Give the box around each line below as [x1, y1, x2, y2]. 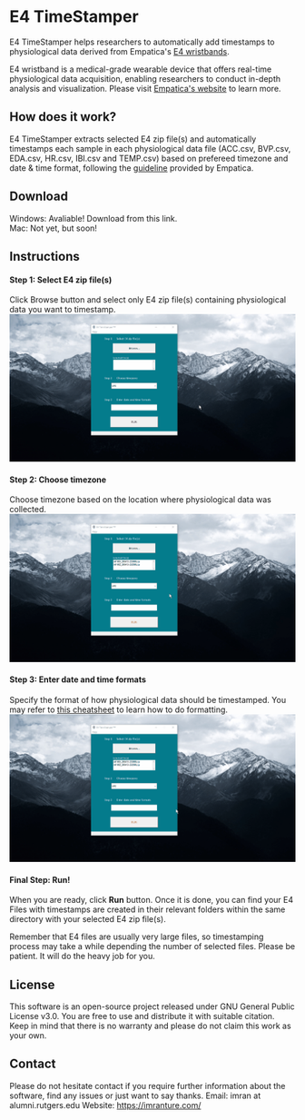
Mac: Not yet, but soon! [9, 223, 98, 233]
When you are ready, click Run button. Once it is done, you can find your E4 [9, 895, 293, 906]
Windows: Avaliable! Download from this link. [9, 213, 178, 223]
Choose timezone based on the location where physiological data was [9, 494, 272, 505]
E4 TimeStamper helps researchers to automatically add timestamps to [9, 36, 275, 47]
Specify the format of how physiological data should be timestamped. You [9, 694, 287, 705]
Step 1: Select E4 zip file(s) [9, 274, 113, 285]
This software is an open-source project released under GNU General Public [9, 1001, 295, 1012]
